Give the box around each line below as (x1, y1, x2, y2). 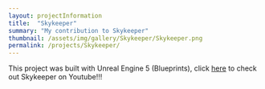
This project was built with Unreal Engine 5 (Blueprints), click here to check (8, 63, 257, 73)
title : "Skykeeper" (8, 19, 78, 27)
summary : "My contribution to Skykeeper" (8, 26, 149, 34)
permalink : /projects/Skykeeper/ (8, 42, 120, 50)
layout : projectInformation (8, 11, 103, 20)
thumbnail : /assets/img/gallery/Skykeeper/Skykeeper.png (8, 34, 203, 42)
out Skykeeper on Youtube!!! (8, 72, 103, 82)
